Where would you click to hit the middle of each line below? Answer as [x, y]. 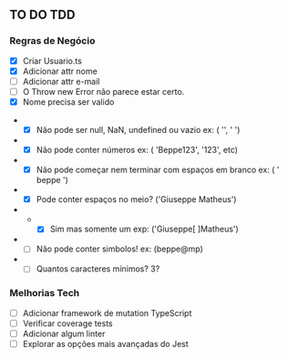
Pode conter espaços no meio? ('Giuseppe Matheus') [136, 199]
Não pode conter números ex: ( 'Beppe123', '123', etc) [137, 150]
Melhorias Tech [45, 293]
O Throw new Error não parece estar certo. [103, 91]
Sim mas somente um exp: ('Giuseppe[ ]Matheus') [144, 229]
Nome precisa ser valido [68, 102]
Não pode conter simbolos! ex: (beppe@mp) [119, 249]
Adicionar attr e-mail [61, 81]
